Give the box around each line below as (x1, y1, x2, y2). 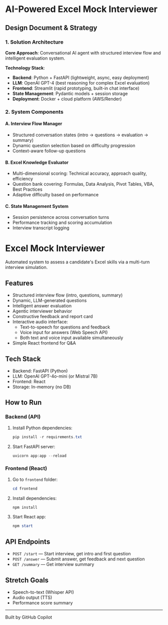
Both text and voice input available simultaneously (19, 335, 123, 341)
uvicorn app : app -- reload (12, 453, 66, 458)
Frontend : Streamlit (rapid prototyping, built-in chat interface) (12, 85, 140, 91)
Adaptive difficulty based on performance (12, 192, 99, 198)
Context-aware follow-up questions (12, 148, 86, 154)
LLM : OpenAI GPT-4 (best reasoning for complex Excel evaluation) (12, 80, 150, 86)
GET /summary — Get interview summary (12, 561, 94, 567)
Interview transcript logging (12, 225, 69, 231)
